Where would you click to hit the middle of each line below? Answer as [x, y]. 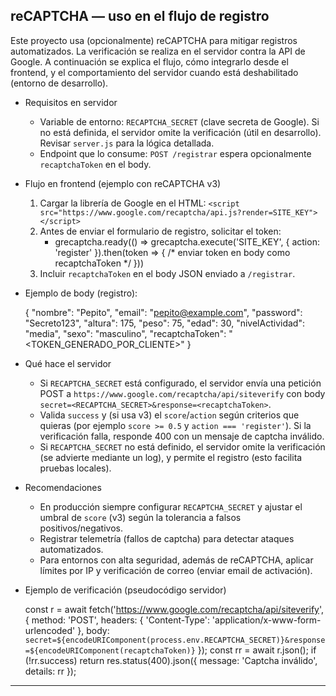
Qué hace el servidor [68, 363]
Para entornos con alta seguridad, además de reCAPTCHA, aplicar [176, 560]
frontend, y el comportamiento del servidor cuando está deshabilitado [154, 72]
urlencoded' [50, 630]
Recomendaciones [63, 487]
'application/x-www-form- [266, 620]
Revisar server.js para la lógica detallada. [127, 143]
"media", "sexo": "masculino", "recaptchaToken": [125, 333]
